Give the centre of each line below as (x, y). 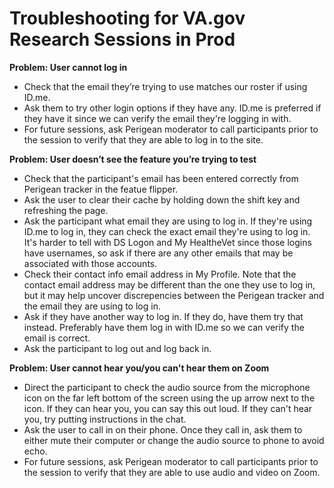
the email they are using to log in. (92, 306)
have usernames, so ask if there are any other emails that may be (158, 253)
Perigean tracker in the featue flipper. (101, 189)
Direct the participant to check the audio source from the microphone (167, 387)
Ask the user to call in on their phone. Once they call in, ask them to (163, 429)
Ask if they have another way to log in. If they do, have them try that (163, 316)
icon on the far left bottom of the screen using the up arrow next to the (169, 398)
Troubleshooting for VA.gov (127, 18)
